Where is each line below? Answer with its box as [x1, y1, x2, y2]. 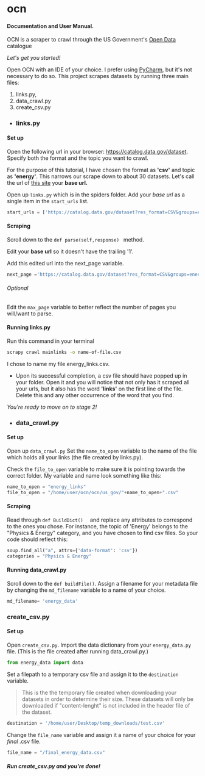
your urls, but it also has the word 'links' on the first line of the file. [15, 385, 183, 392]
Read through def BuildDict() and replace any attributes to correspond [7, 516, 193, 523]
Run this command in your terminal [7, 337, 94, 345]
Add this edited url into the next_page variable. [7, 259, 124, 267]
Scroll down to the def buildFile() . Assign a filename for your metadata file [7, 580, 198, 587]
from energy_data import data [7, 659, 84, 666]
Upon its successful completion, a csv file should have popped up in [15, 372, 187, 379]
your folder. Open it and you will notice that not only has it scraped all [15, 378, 190, 386]
